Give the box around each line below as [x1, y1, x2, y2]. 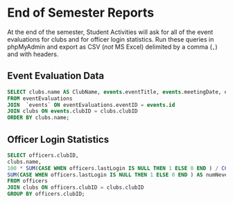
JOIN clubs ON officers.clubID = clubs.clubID [7, 184, 144, 192]
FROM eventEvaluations [7, 95, 73, 102]
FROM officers [7, 178, 49, 185]
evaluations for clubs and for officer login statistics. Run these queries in [7, 35, 214, 43]
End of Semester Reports [7, 5, 155, 21]
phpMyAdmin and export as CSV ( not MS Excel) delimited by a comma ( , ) [7, 42, 218, 51]
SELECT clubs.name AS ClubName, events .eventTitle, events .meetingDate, [7, 88, 222, 95]
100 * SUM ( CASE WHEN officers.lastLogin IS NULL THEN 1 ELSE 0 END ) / [7, 164, 219, 171]
